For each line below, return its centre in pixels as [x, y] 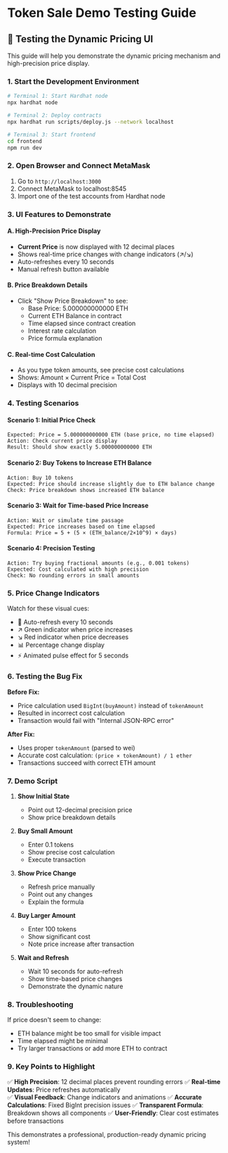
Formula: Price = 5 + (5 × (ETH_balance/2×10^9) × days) [92, 533]
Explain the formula [56, 902]
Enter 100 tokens [52, 929]
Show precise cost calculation [71, 852]
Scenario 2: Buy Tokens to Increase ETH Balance [80, 462]
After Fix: [21, 734]
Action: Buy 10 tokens [40, 478]
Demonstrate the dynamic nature [75, 986]
